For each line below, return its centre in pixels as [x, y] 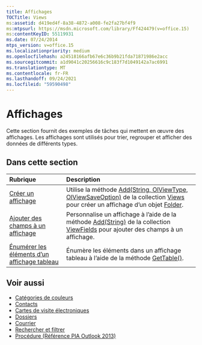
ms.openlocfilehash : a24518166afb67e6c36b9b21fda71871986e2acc [87, 56]
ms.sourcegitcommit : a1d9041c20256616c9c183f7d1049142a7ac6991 [87, 62]
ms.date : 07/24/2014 [32, 40]
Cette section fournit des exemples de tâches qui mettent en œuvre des [95, 130]
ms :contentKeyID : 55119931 [40, 34]
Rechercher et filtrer [40, 329]
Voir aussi [25, 283]
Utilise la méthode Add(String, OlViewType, [127, 189]
